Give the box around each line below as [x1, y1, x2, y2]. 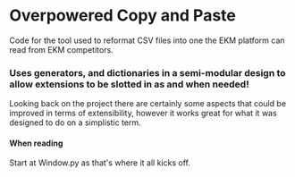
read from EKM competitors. [9, 44, 114, 55]
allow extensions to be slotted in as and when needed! [9, 78, 249, 90]
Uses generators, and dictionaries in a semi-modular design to [9, 66, 286, 79]
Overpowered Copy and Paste [9, 5, 237, 26]
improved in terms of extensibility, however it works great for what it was [9, 108, 277, 119]
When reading [9, 138, 63, 148]
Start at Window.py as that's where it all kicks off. [9, 157, 190, 168]
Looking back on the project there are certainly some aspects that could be [9, 98, 287, 109]
